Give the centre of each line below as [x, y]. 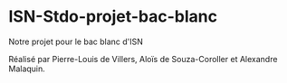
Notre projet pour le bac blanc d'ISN [76, 41]
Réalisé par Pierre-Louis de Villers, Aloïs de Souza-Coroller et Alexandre [143, 59]
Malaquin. [27, 69]
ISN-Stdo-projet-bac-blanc [113, 17]
